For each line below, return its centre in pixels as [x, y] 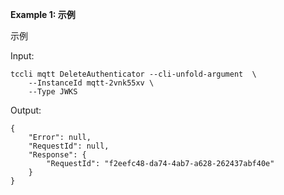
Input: [22, 56]
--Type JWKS [53, 92]
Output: [26, 110]
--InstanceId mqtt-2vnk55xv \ [91, 83]
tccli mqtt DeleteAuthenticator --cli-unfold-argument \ [133, 74]
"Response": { [57, 155]
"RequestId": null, [69, 146]
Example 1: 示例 [43, 14]
